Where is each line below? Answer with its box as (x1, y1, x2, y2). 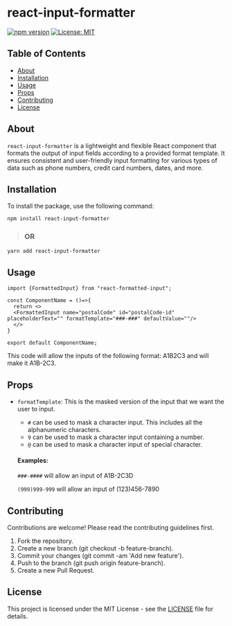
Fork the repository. (17, 537, 74, 545)
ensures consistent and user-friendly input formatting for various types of (7, 156, 218, 164)
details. (7, 611, 28, 620)
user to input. (17, 405, 55, 413)
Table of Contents (7, 48, 87, 60)
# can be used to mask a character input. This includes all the (27, 418, 203, 427)
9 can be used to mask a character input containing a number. (27, 433, 204, 441)
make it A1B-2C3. (7, 359, 57, 368)
